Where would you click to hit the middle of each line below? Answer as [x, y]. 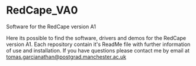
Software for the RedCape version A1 [51, 27]
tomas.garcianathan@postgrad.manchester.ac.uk [66, 57]
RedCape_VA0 [42, 10]
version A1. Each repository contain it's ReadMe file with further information [98, 44]
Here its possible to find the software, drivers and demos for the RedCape [96, 38]
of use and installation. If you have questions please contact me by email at [98, 50]
